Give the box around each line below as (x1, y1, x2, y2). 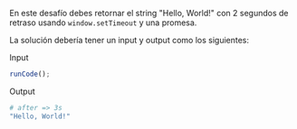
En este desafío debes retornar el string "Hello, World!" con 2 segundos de (9, 8, 289, 18)
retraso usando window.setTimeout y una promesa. (9, 17, 197, 28)
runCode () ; (9, 69, 51, 78)
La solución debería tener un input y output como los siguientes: (9, 35, 250, 45)
